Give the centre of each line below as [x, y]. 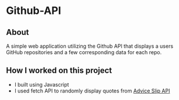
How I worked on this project [59, 71]
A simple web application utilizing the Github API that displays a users [90, 46]
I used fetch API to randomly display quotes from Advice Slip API [92, 91]
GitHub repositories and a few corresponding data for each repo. [84, 52]
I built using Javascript [42, 84]
